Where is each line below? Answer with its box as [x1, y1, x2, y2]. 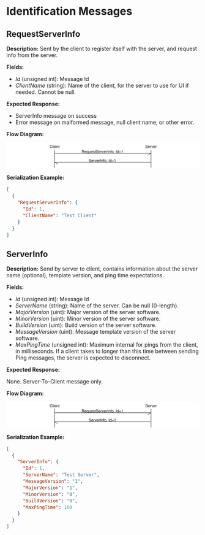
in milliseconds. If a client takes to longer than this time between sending [15, 348, 199, 355]
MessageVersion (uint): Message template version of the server [15, 328, 176, 336]
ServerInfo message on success [15, 112, 97, 119]
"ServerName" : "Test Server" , [22, 472, 100, 478]
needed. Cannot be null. [15, 88, 76, 96]
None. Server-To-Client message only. [6, 378, 103, 385]
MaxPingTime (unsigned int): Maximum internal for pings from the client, [15, 341, 198, 348]
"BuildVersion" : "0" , [22, 498, 78, 504]
